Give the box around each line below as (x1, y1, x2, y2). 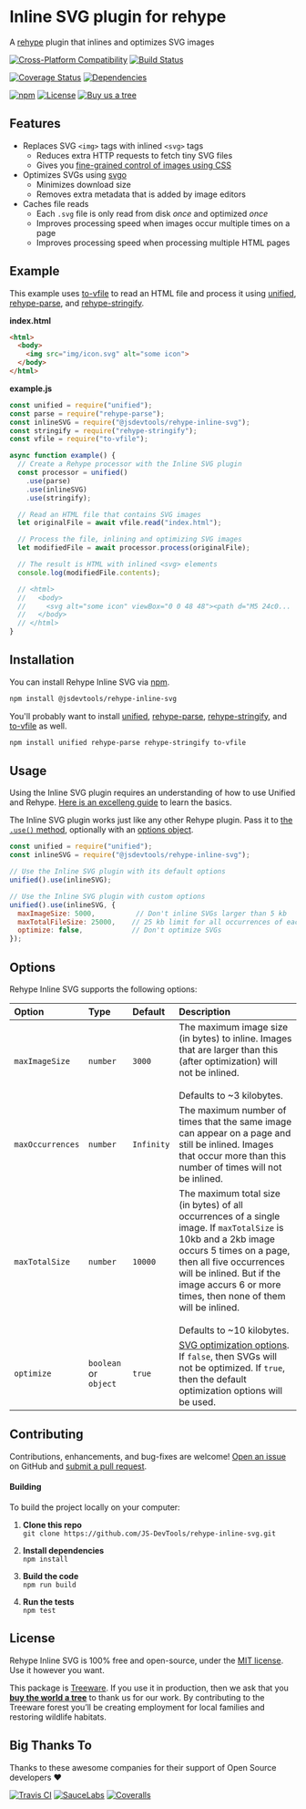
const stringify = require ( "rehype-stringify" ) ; (9, 426, 198, 435)
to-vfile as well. (9, 720, 67, 731)
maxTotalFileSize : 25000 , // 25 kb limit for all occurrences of (17, 917, 283, 926)
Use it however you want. (9, 1664, 105, 1675)
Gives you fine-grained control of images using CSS (36, 160, 232, 171)
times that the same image (178, 1115, 292, 1128)
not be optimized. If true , (178, 1361, 285, 1374)
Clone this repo (22, 1520, 82, 1531)
